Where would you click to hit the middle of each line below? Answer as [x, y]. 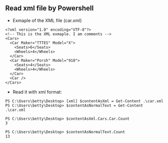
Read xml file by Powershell [49, 8]
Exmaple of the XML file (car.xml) [47, 20]
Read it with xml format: [37, 92]
